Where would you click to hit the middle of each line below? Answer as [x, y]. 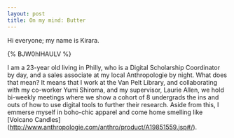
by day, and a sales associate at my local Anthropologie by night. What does [117, 75]
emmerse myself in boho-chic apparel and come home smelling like [105, 112]
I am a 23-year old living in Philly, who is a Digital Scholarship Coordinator [114, 67]
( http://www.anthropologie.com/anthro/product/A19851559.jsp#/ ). [102, 127]
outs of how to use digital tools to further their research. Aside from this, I [113, 104]
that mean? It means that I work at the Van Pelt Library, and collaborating [112, 82]
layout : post [26, 14]
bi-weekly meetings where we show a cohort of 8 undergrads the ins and [113, 97]
